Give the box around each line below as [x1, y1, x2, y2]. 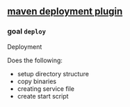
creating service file [17, 84, 75, 93]
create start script [17, 92, 69, 100]
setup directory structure [17, 69, 89, 78]
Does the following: [7, 56, 63, 64]
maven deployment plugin [7, 6, 123, 17]
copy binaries [17, 77, 57, 85]
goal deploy [7, 27, 47, 36]
